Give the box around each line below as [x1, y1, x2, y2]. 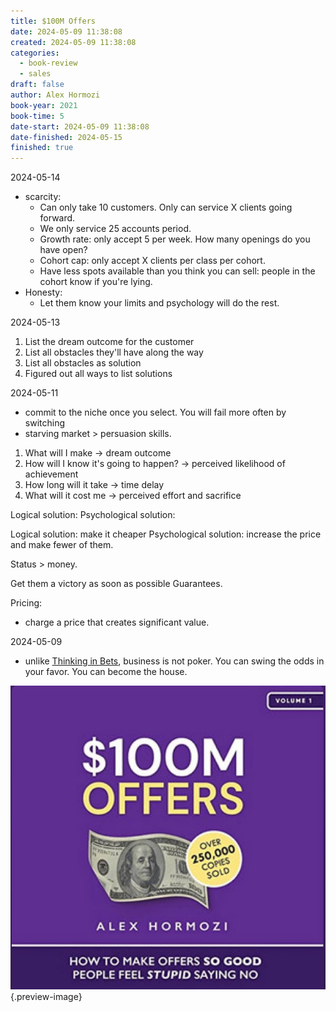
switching [24, 417, 66, 429]
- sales [19, 69, 52, 79]
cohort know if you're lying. [39, 276, 153, 288]
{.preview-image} [10, 991, 83, 1003]
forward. [39, 212, 76, 224]
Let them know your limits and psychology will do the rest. [39, 297, 280, 309]
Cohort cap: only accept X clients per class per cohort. [39, 255, 266, 267]
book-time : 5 [10, 111, 65, 121]
